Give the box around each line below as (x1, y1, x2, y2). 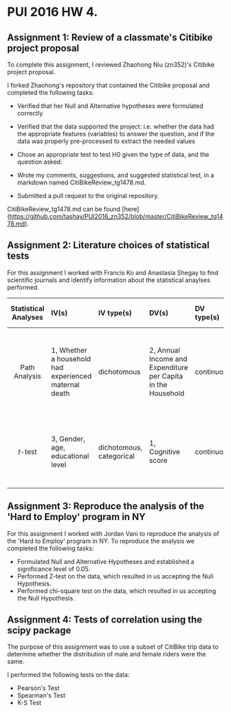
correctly (16, 109, 43, 117)
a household (51, 354, 91, 363)
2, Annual (148, 345, 180, 355)
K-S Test (16, 699, 42, 707)
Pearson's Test (16, 684, 60, 692)
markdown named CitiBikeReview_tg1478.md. (16, 178, 146, 186)
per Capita (148, 371, 184, 380)
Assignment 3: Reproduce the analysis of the (7, 500, 205, 513)
